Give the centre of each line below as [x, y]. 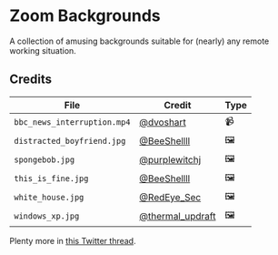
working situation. [43, 50]
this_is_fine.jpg [51, 179]
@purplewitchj [170, 160]
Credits [31, 80]
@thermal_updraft [178, 217]
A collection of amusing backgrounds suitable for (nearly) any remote [139, 41]
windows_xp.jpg [47, 216]
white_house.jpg [49, 198]
